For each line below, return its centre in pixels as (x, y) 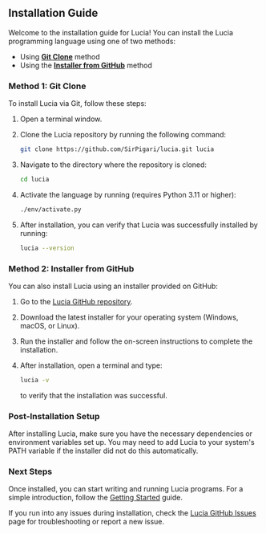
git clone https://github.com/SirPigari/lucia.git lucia (117, 149)
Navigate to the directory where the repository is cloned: (113, 165)
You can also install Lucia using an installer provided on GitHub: (113, 286)
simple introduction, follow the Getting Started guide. (95, 498)
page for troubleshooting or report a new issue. (87, 522)
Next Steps (30, 471)
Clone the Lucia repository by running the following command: (123, 135)
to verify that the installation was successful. (94, 395)
